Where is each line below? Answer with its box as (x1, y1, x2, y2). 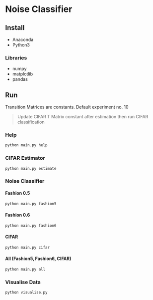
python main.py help (5, 143, 48, 148)
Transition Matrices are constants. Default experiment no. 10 (5, 104, 129, 110)
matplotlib (12, 71, 33, 77)
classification (17, 119, 45, 125)
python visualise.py (5, 290, 48, 295)
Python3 (12, 42, 30, 48)
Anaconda (12, 36, 34, 42)
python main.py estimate (5, 166, 57, 171)
